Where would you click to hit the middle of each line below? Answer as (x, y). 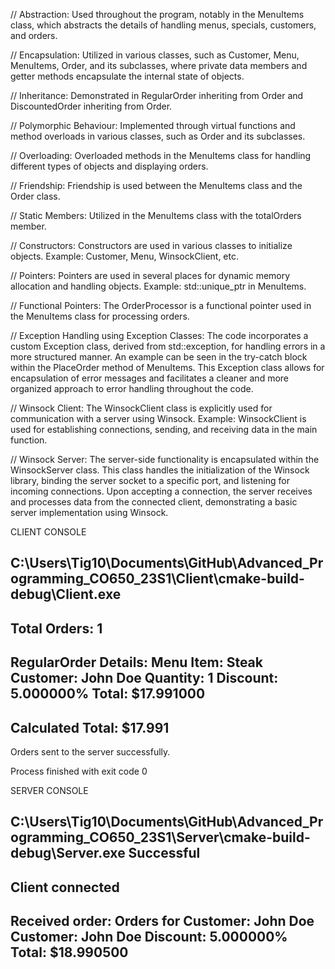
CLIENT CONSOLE (48, 532)
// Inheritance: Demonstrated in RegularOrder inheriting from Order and (157, 95)
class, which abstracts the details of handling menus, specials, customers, (163, 25)
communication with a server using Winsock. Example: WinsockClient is (158, 418)
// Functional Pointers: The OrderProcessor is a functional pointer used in (161, 305)
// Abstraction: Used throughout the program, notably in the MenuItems (157, 14)
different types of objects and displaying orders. (109, 166)
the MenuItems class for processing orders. (100, 316)
